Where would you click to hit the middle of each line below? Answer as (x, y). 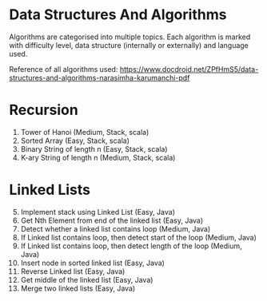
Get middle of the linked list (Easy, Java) (87, 279)
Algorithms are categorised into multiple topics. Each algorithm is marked (130, 37)
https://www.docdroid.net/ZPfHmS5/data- (189, 69)
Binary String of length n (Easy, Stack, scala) (94, 149)
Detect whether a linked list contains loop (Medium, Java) (116, 228)
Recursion (44, 110)
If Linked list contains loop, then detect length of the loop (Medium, (131, 246)
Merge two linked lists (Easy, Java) (78, 288)
